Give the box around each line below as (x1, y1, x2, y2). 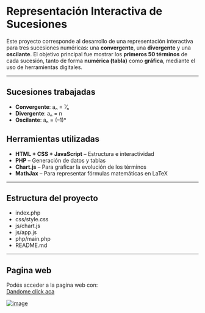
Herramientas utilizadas (6, 134, 99, 144)
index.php (15, 209, 41, 216)
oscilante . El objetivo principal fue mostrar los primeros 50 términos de (6, 50, 188, 57)
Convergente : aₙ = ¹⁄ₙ (15, 103, 70, 111)
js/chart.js (15, 222, 41, 230)
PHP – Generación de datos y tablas (15, 156, 106, 164)
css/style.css (15, 216, 49, 223)
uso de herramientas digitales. (6, 63, 83, 71)
